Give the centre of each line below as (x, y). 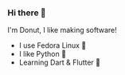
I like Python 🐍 (43, 54)
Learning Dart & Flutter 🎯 (60, 62)
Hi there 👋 (27, 13)
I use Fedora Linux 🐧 (53, 45)
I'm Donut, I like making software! (62, 30)
